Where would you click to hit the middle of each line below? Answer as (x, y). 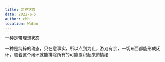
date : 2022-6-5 (21, 14)
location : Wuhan (22, 23)
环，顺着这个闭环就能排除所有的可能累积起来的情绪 (57, 55)
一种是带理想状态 (22, 38)
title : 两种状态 (20, 10)
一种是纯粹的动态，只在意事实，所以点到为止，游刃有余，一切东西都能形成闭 (83, 48)
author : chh (17, 19)
